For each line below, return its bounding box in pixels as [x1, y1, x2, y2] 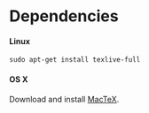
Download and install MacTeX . [9, 94, 120, 104]
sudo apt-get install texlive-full [9, 56, 141, 64]
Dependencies [9, 6, 119, 26]
